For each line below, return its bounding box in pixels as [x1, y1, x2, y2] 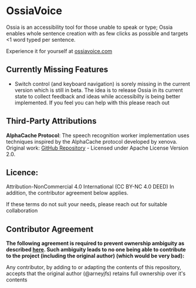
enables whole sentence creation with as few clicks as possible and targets [6, 29, 188, 37]
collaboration [6, 207, 38, 214]
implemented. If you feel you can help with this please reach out [14, 99, 170, 106]
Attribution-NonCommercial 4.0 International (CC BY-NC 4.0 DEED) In [6, 183, 174, 190]
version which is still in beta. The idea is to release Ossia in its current [14, 87, 183, 94]
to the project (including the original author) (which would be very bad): [6, 252, 185, 260]
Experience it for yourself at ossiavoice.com [6, 47, 113, 54]
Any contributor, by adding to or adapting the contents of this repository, [6, 264, 181, 271]
